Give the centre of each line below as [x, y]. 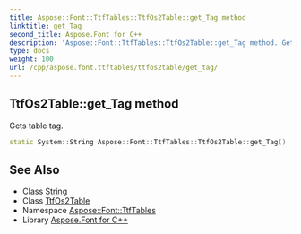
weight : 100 [31, 59]
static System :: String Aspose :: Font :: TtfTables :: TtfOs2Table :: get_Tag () [148, 142]
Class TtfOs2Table [56, 201]
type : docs [30, 51]
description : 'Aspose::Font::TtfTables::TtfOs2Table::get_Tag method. [144, 43]
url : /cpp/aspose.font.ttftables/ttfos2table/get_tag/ [114, 68]
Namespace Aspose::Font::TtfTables [89, 211]
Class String [45, 191]
